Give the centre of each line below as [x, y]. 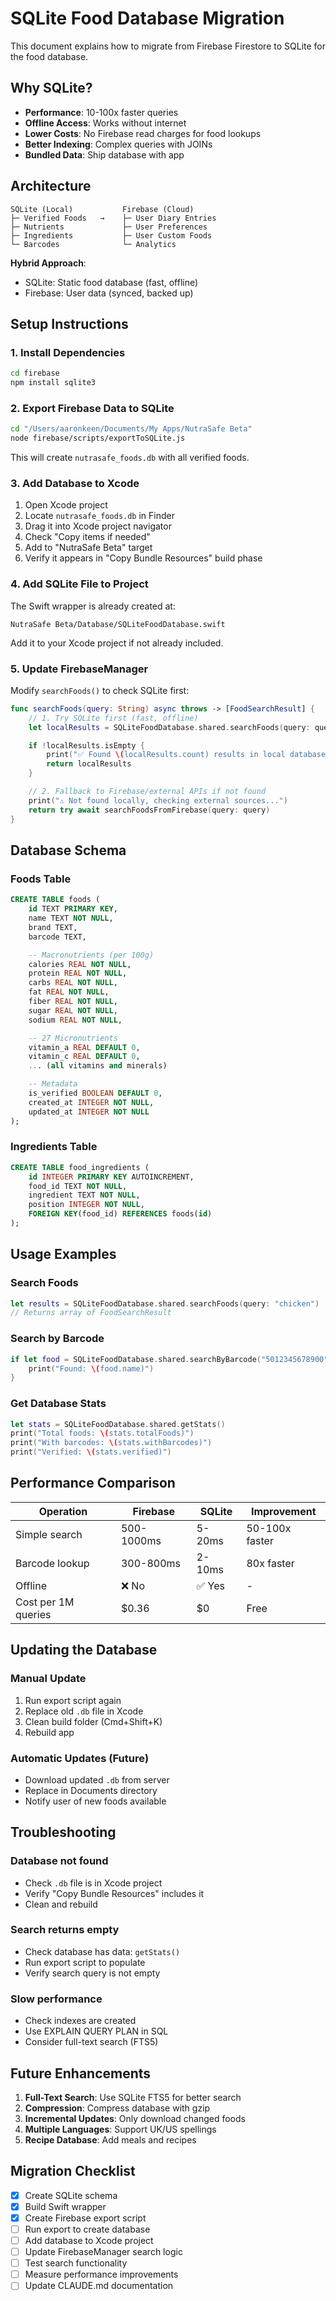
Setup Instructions [69, 323]
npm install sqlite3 [53, 383]
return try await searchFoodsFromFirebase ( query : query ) [149, 810]
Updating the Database [84, 1650]
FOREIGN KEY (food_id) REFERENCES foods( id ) [120, 1214]
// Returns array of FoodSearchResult [91, 1313]
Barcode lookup [52, 1563]
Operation [63, 1511]
